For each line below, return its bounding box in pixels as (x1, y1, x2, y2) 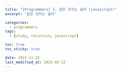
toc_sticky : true (5, 47, 40, 51)
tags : (5, 29, 16, 34)
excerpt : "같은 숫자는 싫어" (5, 12, 56, 16)
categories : (5, 20, 29, 25)
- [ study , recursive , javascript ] (9, 34, 79, 38)
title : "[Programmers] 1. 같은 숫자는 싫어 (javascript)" (5, 7, 117, 12)
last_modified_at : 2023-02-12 (5, 60, 66, 65)
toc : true (5, 42, 25, 47)
